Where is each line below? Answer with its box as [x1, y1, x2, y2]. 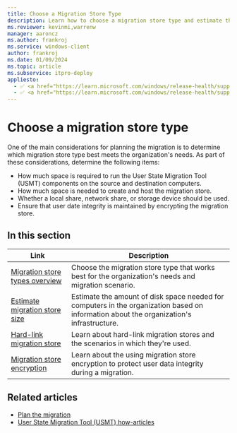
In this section [7, 230, 71, 242]
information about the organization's [71, 309, 192, 319]
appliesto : [7, 76, 39, 83]
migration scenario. [71, 280, 135, 290]
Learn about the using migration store [71, 350, 196, 360]
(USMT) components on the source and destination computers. [17, 179, 202, 188]
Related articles [7, 391, 78, 403]
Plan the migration [17, 410, 71, 419]
